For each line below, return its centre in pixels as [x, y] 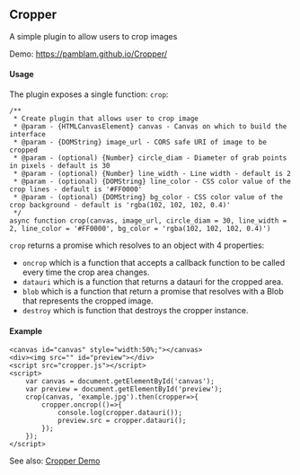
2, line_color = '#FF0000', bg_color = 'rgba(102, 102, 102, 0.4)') [140, 229]
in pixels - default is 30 [60, 166]
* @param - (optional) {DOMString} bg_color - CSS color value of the [148, 198]
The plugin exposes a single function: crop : [89, 94]
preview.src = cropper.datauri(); [122, 421]
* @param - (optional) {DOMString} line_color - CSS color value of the [152, 182]
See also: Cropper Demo [55, 461]
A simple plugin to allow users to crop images [93, 36]
